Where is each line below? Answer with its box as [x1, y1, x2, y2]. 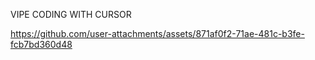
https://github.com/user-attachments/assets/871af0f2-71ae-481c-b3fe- [10, 28, 305, 39]
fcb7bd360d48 [10, 39, 73, 50]
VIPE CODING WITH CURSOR [10, 9, 132, 20]
